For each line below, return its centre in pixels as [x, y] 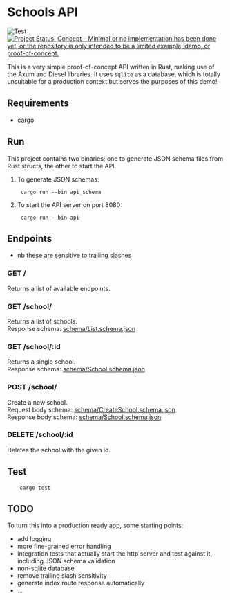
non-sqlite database [46, 568]
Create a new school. [37, 402]
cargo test [35, 488]
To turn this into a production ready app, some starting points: [95, 526]
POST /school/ [32, 387]
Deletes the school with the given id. [59, 450]
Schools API [42, 12]
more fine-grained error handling [64, 546]
